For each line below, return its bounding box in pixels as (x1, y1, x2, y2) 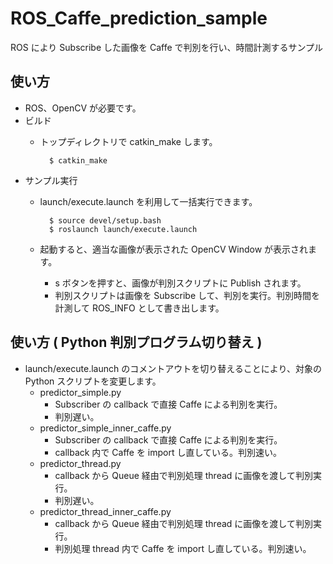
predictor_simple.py (39, 386, 122, 398)
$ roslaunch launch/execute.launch (48, 224, 198, 234)
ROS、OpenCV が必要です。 (24, 102, 142, 114)
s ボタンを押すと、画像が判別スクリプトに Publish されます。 (54, 277, 307, 289)
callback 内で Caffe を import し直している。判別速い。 (54, 446, 283, 458)
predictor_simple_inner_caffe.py (39, 422, 172, 434)
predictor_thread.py (39, 457, 122, 469)
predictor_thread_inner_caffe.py (39, 505, 172, 517)
